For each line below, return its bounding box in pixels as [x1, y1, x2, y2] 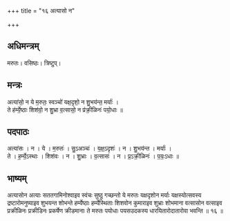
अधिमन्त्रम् [7, 40, 39, 52]
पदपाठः [7, 126, 30, 138]
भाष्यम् [7, 173, 27, 184]
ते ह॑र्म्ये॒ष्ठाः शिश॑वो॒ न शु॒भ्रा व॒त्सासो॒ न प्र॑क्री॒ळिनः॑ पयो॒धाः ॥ [7, 105, 123, 114]
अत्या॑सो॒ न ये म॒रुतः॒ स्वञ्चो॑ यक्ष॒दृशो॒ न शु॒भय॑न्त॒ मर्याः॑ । [7, 98, 119, 106]
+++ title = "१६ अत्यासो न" [7, 7, 75, 15]
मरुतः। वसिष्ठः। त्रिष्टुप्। [7, 59, 61, 67]
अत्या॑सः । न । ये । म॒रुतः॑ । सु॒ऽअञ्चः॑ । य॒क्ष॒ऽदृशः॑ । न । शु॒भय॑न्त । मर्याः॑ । [7, 144, 172, 152]
